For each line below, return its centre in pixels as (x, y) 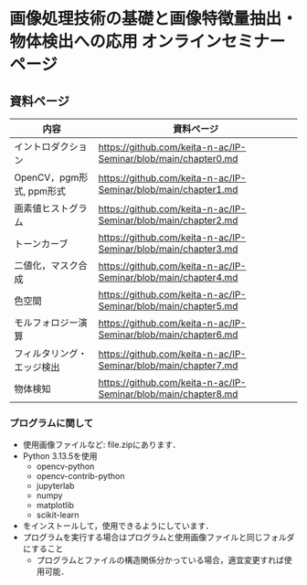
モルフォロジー (47, 323)
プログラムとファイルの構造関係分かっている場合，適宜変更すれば (160, 560)
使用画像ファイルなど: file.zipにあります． (101, 445)
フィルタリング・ (51, 353)
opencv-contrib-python (80, 476)
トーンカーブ (41, 244)
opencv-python (65, 466)
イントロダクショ (51, 147)
